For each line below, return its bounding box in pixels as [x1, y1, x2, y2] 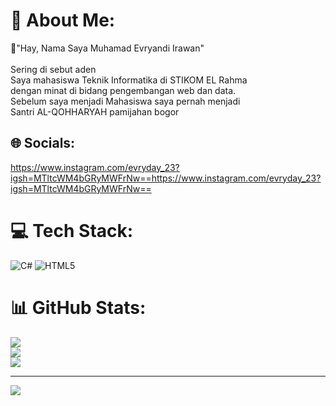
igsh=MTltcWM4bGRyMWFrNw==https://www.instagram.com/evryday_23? [10, 172, 322, 184]
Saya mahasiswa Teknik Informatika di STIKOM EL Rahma [10, 74, 248, 86]
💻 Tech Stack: [10, 219, 134, 242]
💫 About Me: [10, 9, 116, 32]
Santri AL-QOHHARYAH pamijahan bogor [10, 105, 180, 118]
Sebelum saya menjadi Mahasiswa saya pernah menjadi [10, 95, 241, 107]
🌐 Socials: [10, 135, 76, 152]
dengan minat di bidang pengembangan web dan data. [10, 84, 237, 96]
